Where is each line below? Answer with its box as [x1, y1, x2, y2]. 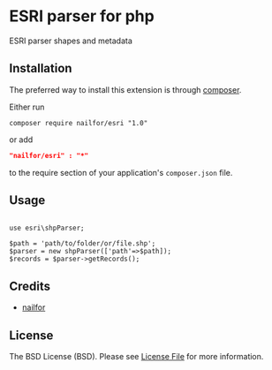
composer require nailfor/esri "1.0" [9, 118, 148, 127]
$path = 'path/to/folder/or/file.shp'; [9, 239, 156, 248]
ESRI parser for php [9, 6, 155, 26]
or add [9, 134, 34, 145]
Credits [9, 278, 51, 293]
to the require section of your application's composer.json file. [9, 167, 233, 177]
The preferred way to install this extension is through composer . [9, 84, 242, 94]
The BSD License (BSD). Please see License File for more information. [9, 351, 264, 362]
